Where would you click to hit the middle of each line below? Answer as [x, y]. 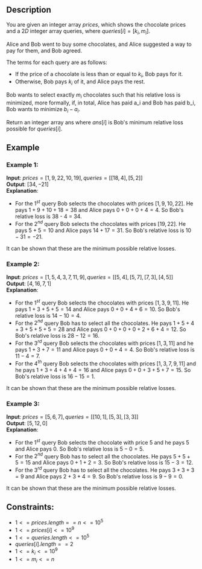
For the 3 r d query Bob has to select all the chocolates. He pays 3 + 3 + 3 [105, 469]
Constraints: [30, 507]
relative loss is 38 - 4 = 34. [49, 216]
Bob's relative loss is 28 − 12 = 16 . [57, 336]
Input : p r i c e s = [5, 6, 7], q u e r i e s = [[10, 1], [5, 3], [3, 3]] [72, 417]
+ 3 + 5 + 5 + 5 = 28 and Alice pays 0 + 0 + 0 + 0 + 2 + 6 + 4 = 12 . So [100, 329]
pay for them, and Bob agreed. [44, 50]
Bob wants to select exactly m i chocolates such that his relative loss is [93, 95]
